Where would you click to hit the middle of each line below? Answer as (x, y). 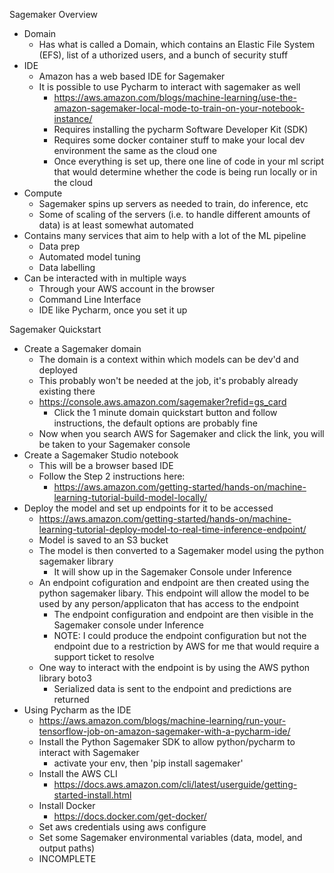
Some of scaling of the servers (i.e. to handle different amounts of (174, 214)
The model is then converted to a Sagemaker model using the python (181, 550)
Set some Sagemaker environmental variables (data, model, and (170, 837)
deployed (58, 370)
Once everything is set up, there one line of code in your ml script (188, 161)
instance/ (73, 118)
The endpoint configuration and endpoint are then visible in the (183, 614)
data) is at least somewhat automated (116, 225)
